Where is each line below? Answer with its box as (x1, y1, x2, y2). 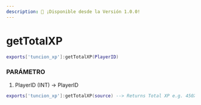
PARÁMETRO (6, 68, 45, 76)
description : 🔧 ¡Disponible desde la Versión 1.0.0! (6, 8, 141, 15)
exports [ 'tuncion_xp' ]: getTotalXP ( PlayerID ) (6, 54, 119, 60)
